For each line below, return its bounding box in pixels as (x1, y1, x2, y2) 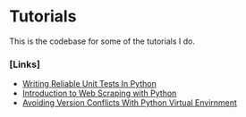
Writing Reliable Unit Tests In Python (21, 79, 157, 89)
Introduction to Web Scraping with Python (21, 88, 177, 99)
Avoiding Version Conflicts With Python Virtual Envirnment (21, 97, 237, 108)
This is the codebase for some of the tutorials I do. (9, 36, 195, 46)
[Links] (9, 58, 40, 71)
